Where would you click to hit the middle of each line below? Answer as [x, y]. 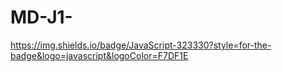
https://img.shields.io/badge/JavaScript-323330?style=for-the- [141, 45]
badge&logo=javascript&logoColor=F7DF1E [99, 55]
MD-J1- [41, 17]
